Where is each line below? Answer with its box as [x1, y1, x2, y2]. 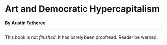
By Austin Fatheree [5, 20, 46, 26]
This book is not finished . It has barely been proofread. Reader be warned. [5, 34, 158, 40]
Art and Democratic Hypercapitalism [5, 3, 160, 15]
